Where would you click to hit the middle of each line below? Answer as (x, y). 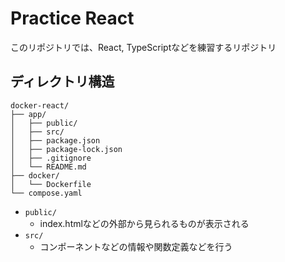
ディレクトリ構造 (62, 82)
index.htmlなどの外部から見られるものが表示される (144, 223)
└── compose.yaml (46, 193)
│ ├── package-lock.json (66, 149)
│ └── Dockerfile (51, 184)
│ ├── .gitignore (51, 158)
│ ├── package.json (55, 140)
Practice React (72, 18)
